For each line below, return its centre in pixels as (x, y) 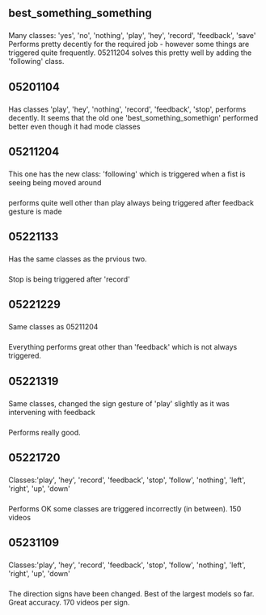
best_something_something (80, 13)
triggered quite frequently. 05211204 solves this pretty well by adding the (130, 53)
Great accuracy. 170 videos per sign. (69, 603)
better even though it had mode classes (74, 126)
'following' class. (36, 61)
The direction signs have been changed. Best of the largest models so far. (131, 594)
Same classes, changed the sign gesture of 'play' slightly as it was (119, 403)
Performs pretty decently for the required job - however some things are (129, 45)
